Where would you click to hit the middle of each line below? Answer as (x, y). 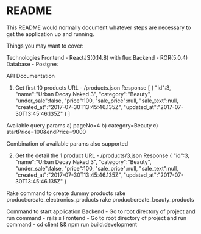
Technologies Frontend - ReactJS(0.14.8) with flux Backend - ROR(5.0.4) (97, 57)
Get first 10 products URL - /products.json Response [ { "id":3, (93, 87)
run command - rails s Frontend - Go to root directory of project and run (97, 218)
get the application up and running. (50, 34)
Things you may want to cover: (45, 46)
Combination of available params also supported (67, 143)
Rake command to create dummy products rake (66, 193)
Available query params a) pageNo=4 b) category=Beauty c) (82, 125)
